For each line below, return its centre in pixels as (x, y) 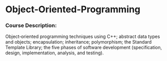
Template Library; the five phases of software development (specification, (83, 48)
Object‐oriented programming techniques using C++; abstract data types (83, 36)
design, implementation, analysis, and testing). (55, 53)
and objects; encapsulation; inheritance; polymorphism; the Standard (79, 42)
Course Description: (31, 26)
